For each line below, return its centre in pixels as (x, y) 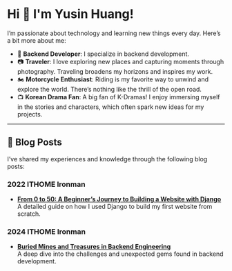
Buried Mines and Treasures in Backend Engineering (94, 247)
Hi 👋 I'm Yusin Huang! (70, 14)
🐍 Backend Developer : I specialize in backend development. (103, 54)
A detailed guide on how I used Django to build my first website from (115, 207)
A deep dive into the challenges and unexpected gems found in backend (120, 254)
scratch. (29, 214)
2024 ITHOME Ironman (47, 232)
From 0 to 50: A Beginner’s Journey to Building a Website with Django (119, 199)
